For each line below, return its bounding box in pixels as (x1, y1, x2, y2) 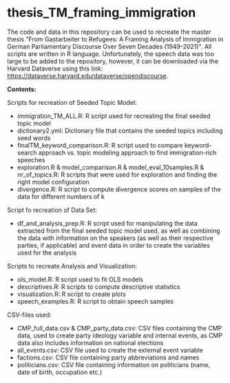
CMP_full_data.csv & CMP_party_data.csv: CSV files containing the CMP (17, 324, 222, 332)
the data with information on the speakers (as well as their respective (17, 233, 213, 242)
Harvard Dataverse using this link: (7, 64, 103, 72)
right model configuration (17, 177, 90, 186)
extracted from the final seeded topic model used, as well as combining (17, 226, 220, 235)
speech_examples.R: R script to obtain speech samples (17, 297, 174, 305)
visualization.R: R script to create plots (17, 290, 126, 298)
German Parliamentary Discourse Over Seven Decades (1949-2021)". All (7, 42, 212, 50)
